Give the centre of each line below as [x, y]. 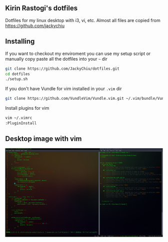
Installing [20, 41]
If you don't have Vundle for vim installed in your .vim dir [63, 89]
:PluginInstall [21, 123]
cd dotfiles [17, 74]
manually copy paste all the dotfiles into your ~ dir [56, 59]
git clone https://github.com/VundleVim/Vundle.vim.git [64, 99]
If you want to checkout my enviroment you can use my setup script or [78, 53]
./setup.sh [16, 79]
